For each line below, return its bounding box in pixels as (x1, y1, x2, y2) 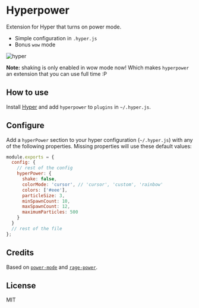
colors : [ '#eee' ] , (21, 187, 68, 193)
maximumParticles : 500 (21, 209, 78, 215)
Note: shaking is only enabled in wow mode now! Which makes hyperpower (6, 63, 189, 71)
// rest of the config (17, 165, 73, 171)
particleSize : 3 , (21, 192, 65, 199)
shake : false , (21, 176, 58, 182)
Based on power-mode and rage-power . (6, 263, 98, 271)
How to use (6, 87, 49, 98)
